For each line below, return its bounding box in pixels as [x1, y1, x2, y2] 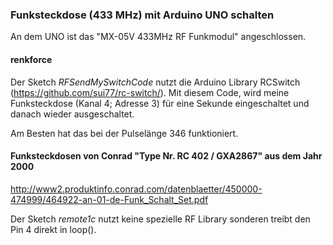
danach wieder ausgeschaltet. [10, 108, 135, 120]
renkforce [10, 53, 53, 65]
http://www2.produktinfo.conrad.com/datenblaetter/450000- [10, 183, 263, 195]
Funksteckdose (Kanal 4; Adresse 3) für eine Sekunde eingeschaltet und [10, 97, 310, 109]
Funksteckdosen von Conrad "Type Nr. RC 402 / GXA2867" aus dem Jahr [10, 150, 323, 162]
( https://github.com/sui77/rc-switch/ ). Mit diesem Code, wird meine [10, 86, 290, 98]
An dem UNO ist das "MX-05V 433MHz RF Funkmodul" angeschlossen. [10, 31, 307, 43]
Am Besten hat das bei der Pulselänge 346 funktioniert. [10, 127, 239, 139]
